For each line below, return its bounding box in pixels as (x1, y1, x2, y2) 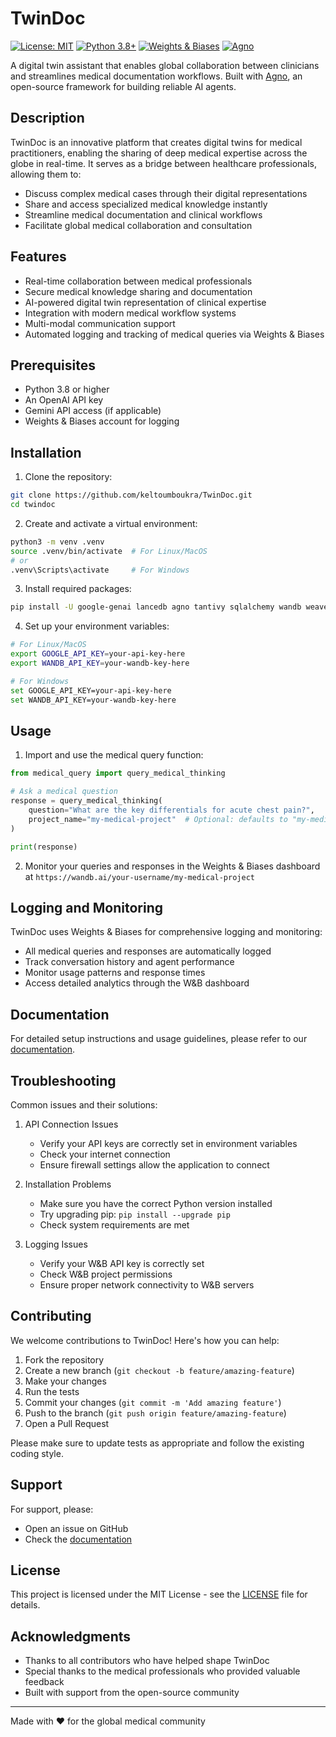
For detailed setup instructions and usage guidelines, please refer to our (10, 1033, 308, 1045)
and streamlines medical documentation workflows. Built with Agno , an (10, 70, 303, 82)
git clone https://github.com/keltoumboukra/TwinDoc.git (10, 490, 253, 501)
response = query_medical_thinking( (10, 796, 163, 806)
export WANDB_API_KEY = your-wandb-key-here (10, 658, 190, 669)
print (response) (10, 842, 78, 852)
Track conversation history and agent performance (24, 956, 235, 968)
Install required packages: (24, 583, 132, 595)
